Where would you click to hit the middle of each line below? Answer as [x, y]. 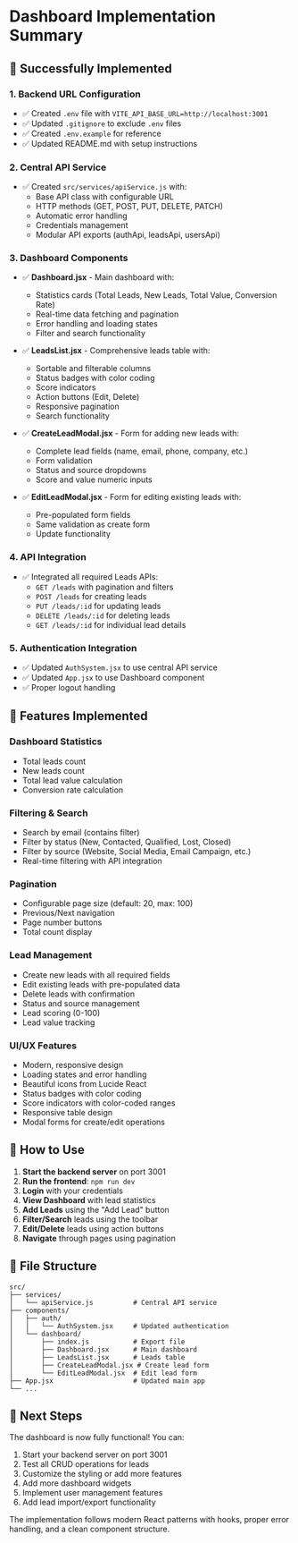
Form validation [64, 461]
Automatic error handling [81, 216]
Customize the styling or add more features [102, 1474]
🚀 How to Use [47, 1150]
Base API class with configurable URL [104, 197]
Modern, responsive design [72, 1064]
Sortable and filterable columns [93, 369]
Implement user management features [92, 1493]
